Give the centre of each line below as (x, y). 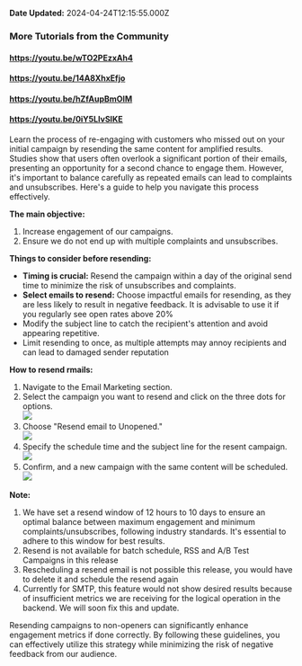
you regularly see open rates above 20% (98, 314)
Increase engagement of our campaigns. (98, 231)
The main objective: (47, 214)
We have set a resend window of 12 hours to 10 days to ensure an (144, 512)
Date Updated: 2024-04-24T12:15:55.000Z (89, 13)
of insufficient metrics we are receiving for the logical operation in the (151, 598)
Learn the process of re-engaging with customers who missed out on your (147, 139)
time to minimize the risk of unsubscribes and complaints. (129, 285)
